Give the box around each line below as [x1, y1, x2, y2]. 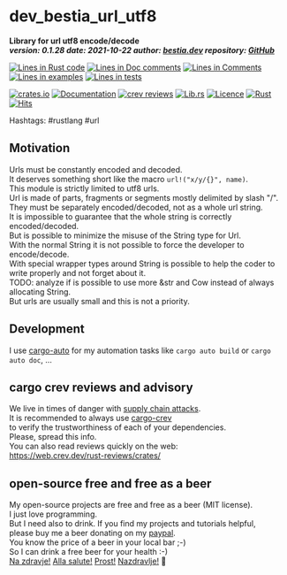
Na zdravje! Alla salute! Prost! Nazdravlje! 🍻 [9, 556, 167, 567]
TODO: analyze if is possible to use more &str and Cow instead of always [9, 277, 275, 287]
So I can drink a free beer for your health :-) [9, 547, 169, 557]
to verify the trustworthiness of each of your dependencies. [9, 422, 227, 433]
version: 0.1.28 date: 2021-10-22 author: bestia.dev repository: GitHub [9, 44, 276, 55]
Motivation [9, 141, 71, 156]
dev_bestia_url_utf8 [9, 6, 157, 27]
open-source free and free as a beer [9, 476, 212, 491]
